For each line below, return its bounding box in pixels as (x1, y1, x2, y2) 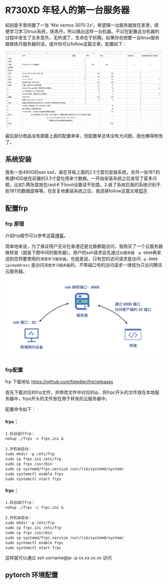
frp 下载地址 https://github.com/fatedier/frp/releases (5, 379, 113, 385)
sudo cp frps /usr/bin (5, 461, 52, 466)
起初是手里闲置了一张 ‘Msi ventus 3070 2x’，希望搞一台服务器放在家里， (5, 22, 154, 28)
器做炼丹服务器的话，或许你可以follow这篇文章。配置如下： (5, 41, 127, 47)
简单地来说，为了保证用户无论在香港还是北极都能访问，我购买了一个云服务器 (5, 243, 163, 249)
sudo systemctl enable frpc (5, 540, 64, 545)
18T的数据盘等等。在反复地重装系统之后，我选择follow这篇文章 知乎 (9, 188, 147, 194)
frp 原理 (5, 220, 24, 227)
